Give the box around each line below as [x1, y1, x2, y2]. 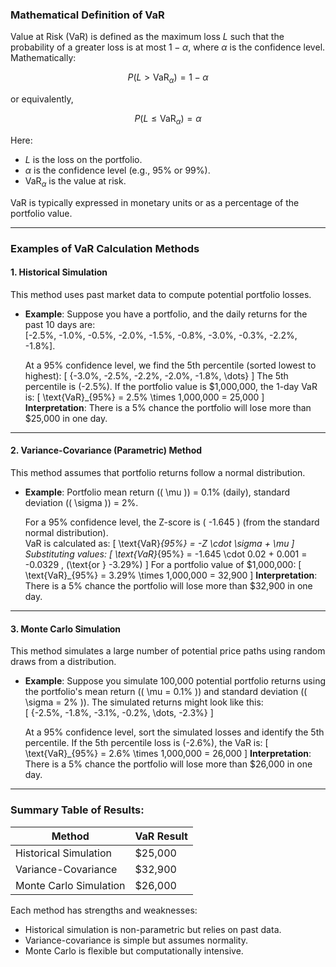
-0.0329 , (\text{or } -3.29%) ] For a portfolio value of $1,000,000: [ [24, 559, 302, 571]
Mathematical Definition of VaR [10, 8, 165, 22]
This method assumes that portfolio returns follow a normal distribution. [10, 467, 306, 479]
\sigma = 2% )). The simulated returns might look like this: [24, 696, 264, 708]
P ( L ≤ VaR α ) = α [134, 113, 202, 127]
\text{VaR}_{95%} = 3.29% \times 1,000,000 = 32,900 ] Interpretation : [24, 569, 318, 582]
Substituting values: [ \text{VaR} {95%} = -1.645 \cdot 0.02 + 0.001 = [24, 548, 308, 560]
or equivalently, [10, 93, 74, 105]
